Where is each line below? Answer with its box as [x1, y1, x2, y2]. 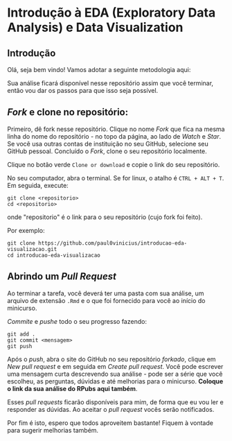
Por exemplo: [7, 226, 45, 234]
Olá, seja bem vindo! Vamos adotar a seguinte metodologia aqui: [7, 66, 191, 73]
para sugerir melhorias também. [7, 426, 99, 434]
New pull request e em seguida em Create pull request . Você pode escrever [7, 362, 224, 370]
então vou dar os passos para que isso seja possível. [7, 87, 159, 94]
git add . [7, 331, 36, 338]
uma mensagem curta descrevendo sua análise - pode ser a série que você [7, 370, 223, 378]
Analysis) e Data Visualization [7, 19, 184, 35]
